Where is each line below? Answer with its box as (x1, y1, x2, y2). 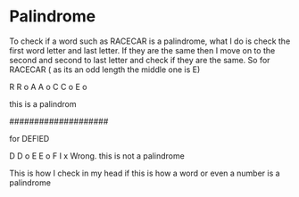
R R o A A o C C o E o (9, 81, 87, 92)
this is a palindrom (9, 98, 77, 109)
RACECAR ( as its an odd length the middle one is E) (9, 64, 201, 75)
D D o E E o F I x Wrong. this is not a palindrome (9, 150, 185, 161)
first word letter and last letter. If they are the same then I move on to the (9, 45, 276, 55)
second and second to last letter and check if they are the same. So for (9, 54, 270, 65)
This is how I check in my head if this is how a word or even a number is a (9, 168, 280, 178)
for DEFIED (9, 133, 50, 144)
